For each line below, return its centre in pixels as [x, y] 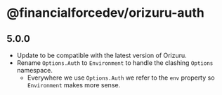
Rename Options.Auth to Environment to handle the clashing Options [115, 63]
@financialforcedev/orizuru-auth [106, 13]
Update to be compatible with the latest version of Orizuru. [102, 55]
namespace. [35, 70]
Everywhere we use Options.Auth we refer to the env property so [121, 78]
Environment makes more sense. [74, 85]
